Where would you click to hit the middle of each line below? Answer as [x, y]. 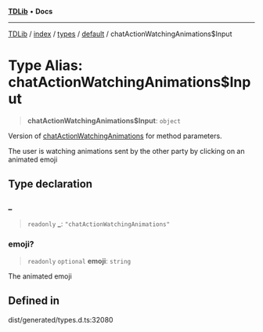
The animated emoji [40, 276]
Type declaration [50, 184]
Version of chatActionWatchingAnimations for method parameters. [115, 136]
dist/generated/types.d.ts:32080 [61, 319]
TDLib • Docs [31, 11]
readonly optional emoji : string [79, 261]
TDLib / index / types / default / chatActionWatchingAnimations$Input [120, 34]
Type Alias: [46, 66]
